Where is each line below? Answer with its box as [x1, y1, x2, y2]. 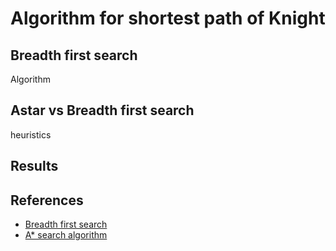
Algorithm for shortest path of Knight [10, 7, 326, 30]
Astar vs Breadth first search [10, 102, 195, 119]
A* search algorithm [24, 229, 108, 241]
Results [10, 158, 59, 175]
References [10, 192, 84, 209]
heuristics [10, 128, 52, 141]
